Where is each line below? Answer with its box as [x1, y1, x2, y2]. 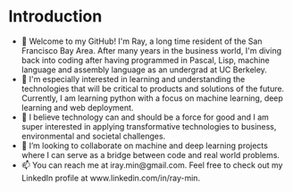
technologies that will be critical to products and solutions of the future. [21, 83, 285, 94]
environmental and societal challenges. [21, 130, 166, 141]
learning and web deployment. [21, 102, 134, 113]
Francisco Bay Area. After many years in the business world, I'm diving [21, 45, 282, 55]
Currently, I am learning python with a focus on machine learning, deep [21, 92, 283, 104]
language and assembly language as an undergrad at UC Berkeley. [21, 64, 267, 75]
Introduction [8, 6, 103, 27]
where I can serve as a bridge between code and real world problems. [21, 149, 280, 160]
